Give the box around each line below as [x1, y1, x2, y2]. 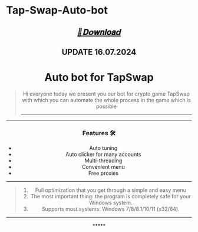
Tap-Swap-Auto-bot [6, 4, 108, 17]
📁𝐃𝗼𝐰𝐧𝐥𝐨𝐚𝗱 [77, 27, 121, 37]
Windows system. [89, 199, 133, 207]
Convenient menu [81, 164, 125, 171]
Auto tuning [89, 145, 118, 152]
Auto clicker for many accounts [65, 151, 141, 158]
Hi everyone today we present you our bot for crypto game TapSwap [22, 90, 190, 97]
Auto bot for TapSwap [44, 71, 154, 84]
